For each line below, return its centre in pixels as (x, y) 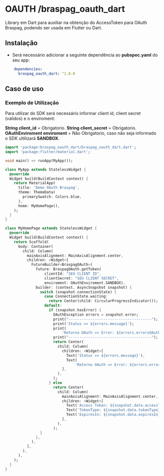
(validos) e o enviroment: (30, 119)
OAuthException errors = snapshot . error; (96, 314)
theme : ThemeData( (37, 192)
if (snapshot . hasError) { (75, 310)
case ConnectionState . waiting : (76, 297)
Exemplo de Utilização (32, 103)
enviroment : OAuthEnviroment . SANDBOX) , (85, 283)
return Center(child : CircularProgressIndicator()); (103, 301)
